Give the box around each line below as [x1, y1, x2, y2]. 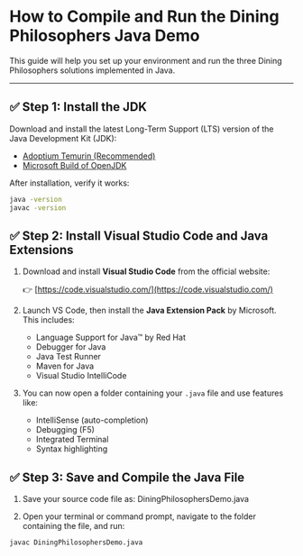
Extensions [9, 242, 74, 258]
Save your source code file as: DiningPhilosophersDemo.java [22, 494, 250, 505]
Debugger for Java [35, 342, 106, 352]
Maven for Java [35, 360, 95, 371]
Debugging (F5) [35, 424, 95, 435]
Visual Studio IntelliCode [35, 370, 127, 381]
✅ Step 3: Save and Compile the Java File [9, 469, 245, 485]
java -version [9, 195, 63, 204]
